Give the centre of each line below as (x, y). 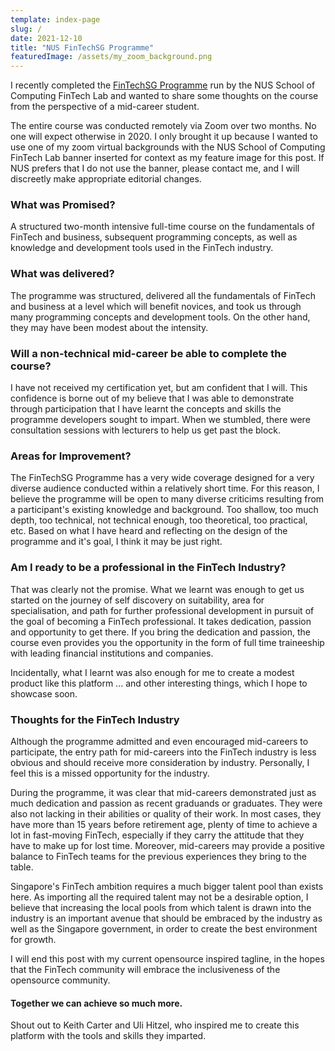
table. (22, 867)
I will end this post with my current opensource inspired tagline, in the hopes (167, 958)
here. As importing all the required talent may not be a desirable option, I (159, 897)
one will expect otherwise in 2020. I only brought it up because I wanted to (164, 137)
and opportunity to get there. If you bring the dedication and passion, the (160, 632)
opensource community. (60, 980)
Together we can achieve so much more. (96, 1003)
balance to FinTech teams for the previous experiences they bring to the (158, 856)
